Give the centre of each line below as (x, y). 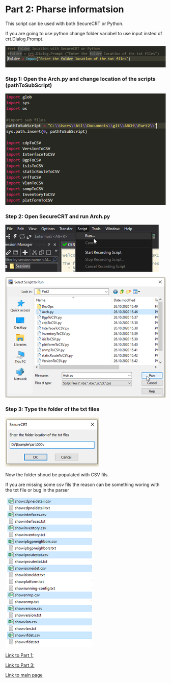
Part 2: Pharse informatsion (65, 9)
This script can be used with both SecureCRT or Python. (64, 23)
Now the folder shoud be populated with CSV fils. (57, 475)
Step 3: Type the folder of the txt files (52, 409)
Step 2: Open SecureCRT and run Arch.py (58, 216)
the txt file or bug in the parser (37, 490)
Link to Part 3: (20, 665)
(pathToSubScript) (29, 85)
